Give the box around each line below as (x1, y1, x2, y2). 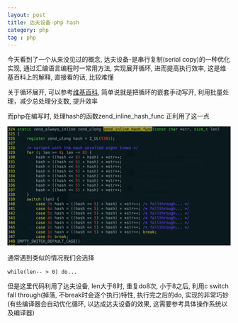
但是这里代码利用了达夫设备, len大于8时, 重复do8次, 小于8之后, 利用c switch (7, 281, 229, 290)
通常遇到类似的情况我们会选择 (7, 253, 94, 262)
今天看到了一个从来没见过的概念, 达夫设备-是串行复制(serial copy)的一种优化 (7, 55, 230, 64)
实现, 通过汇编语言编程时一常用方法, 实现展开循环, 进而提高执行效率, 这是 (7, 64, 220, 72)
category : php (7, 26, 50, 33)
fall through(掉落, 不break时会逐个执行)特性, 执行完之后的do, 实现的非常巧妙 (7, 290, 229, 299)
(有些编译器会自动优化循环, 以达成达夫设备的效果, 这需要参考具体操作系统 (7, 299, 222, 308)
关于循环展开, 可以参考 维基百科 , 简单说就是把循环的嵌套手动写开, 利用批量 (7, 88, 223, 97)
